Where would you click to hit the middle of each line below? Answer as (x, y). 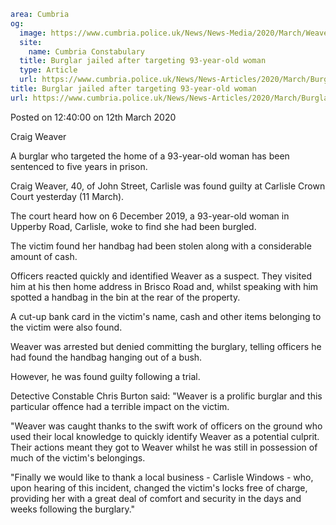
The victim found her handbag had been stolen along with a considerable (161, 246)
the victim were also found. (66, 327)
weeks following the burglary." (73, 509)
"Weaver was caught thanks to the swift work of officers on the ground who (166, 426)
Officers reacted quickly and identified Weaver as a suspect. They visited (161, 276)
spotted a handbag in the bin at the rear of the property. (125, 297)
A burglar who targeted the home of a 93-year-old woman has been (150, 156)
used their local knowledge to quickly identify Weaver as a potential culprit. (165, 436)
